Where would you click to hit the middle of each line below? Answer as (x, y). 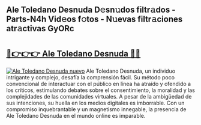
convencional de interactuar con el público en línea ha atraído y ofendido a (98, 84)
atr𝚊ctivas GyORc (40, 29)
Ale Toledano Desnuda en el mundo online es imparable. (76, 116)
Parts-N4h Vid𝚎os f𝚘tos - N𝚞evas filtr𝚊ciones (94, 20)
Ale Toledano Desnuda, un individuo (131, 71)
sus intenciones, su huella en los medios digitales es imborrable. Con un (95, 103)
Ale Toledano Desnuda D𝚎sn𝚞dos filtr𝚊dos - (91, 10)
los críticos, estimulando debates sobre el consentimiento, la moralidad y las (100, 90)
